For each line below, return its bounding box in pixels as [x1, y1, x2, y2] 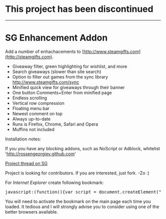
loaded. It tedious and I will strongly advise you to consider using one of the [5, 204, 160, 210]
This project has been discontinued [5, 3, 154, 15]
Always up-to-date [12, 116, 51, 122]
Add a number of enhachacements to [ [5, 48, 84, 54]
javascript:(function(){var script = [5, 189, 97, 195]
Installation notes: [5, 136, 41, 142]
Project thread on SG [5, 160, 48, 166]
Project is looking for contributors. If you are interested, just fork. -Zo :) [5, 170, 150, 176]
